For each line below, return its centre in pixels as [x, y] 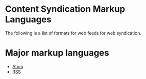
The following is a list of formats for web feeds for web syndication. [73, 33]
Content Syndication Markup [65, 9]
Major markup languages [57, 53]
